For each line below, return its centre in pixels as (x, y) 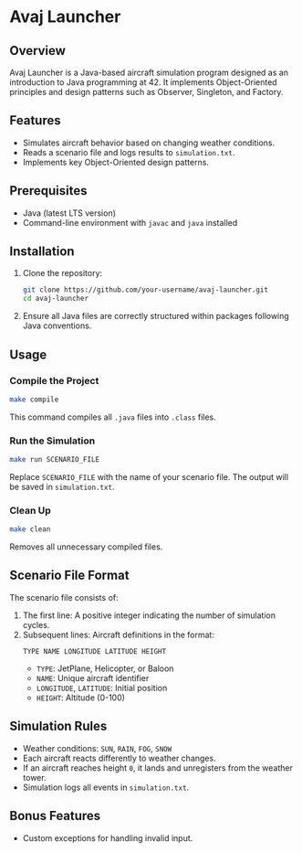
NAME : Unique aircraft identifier (93, 677)
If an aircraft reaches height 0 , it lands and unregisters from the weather (158, 768)
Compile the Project (54, 380)
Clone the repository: (62, 273)
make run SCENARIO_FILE (55, 460)
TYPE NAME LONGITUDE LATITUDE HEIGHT (94, 651)
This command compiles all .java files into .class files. (113, 417)
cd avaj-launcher (56, 299)
